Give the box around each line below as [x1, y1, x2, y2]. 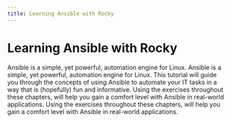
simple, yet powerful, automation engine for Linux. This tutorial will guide [7, 70, 217, 79]
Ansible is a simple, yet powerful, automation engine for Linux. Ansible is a [7, 63, 222, 72]
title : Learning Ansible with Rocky [7, 10, 114, 17]
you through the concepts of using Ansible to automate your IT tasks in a [7, 78, 217, 86]
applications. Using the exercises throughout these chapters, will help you [7, 100, 220, 108]
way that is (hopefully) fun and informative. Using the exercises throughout [7, 85, 224, 94]
